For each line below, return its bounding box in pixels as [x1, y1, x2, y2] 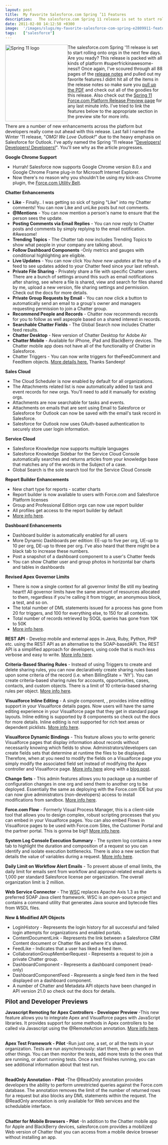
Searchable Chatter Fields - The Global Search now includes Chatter [12, 321, 155, 327]
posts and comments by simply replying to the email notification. [12, 226, 146, 232]
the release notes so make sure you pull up [67, 82, 156, 88]
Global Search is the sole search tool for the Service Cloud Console [12, 467, 151, 473]
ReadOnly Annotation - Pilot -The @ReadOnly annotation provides [5, 1077, 143, 1082]
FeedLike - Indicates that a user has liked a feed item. [12, 946, 123, 951]
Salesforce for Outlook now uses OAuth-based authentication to [12, 421, 145, 427]
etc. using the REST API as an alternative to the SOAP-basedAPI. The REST [5, 641, 159, 647]
